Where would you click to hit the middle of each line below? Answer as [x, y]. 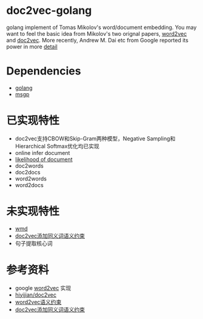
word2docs [29, 185]
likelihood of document [44, 159]
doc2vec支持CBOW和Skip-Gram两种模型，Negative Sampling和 [95, 138]
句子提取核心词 [34, 243]
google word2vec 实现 [43, 288]
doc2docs [28, 172]
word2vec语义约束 [38, 302]
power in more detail [32, 47]
